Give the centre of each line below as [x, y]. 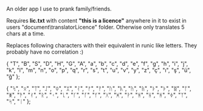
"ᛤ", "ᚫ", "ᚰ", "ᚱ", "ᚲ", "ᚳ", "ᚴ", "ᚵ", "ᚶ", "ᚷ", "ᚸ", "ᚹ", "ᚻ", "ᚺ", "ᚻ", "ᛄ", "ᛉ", [97, 95]
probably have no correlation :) [45, 52]
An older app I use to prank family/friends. [59, 9]
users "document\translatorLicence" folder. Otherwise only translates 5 [95, 27]
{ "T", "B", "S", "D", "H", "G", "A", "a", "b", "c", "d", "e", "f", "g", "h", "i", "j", [97, 64]
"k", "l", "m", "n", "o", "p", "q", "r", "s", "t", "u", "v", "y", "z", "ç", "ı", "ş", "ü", [99, 70]
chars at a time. [26, 34]
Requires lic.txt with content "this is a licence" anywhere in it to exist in [96, 20]
